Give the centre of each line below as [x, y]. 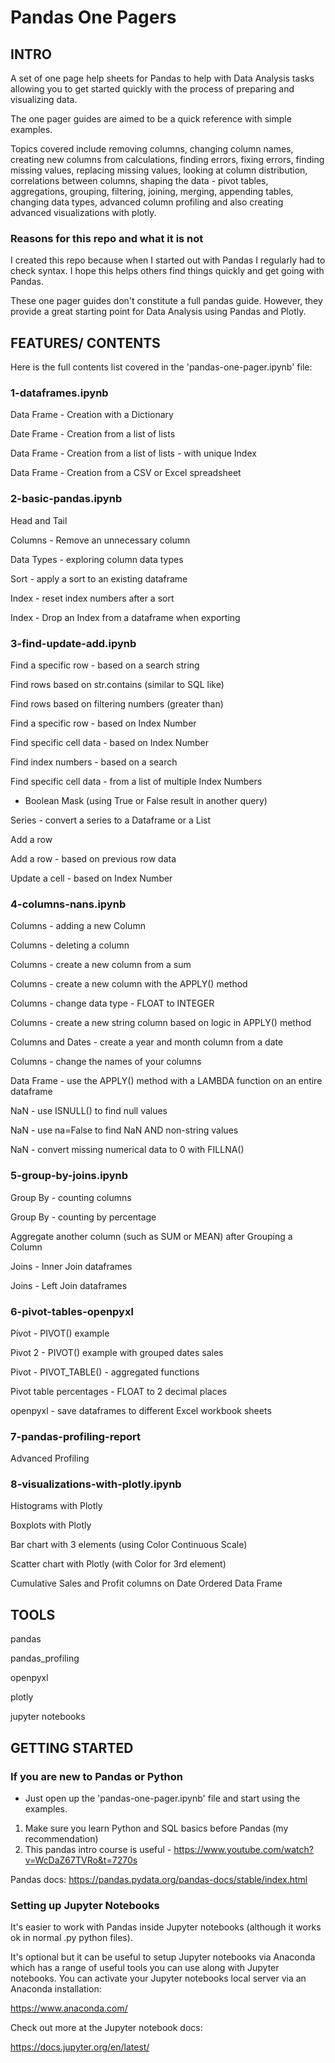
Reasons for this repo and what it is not [107, 238]
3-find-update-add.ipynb [73, 643]
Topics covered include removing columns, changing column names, [152, 149]
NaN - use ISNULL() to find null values [89, 1111]
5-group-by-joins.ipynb [69, 1176]
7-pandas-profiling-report [75, 1436]
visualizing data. [44, 99]
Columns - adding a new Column [78, 926]
